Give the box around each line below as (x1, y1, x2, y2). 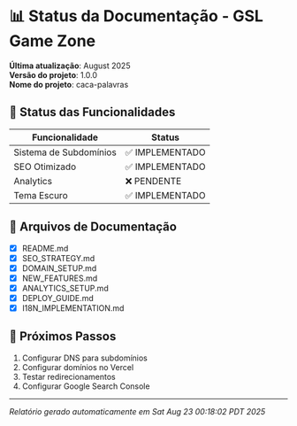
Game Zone (9, 31, 96, 51)
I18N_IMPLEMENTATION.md (21, 302, 125, 314)
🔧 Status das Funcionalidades (9, 105, 176, 120)
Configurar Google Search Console (21, 381, 150, 391)
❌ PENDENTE (125, 174, 182, 187)
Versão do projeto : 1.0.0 (9, 69, 98, 80)
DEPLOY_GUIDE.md (21, 292, 95, 303)
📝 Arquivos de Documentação (9, 220, 177, 235)
